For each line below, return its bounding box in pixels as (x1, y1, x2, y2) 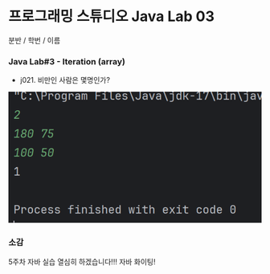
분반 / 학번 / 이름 (8, 35, 61, 45)
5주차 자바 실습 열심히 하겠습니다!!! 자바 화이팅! (8, 256, 156, 266)
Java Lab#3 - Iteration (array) (8, 55, 126, 67)
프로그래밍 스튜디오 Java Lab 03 (8, 7, 215, 26)
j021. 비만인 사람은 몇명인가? (19, 76, 111, 85)
